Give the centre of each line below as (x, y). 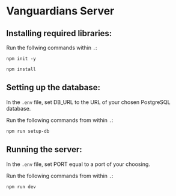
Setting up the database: (53, 87)
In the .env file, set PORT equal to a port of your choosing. (78, 164)
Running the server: (44, 149)
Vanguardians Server (60, 11)
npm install (21, 69)
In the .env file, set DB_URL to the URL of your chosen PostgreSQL (88, 102)
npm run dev (21, 187)
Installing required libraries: (59, 33)
